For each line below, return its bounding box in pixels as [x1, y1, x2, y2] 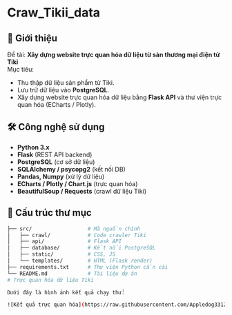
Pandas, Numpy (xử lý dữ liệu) [17, 172, 105, 181]
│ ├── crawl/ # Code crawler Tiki [7, 232, 147, 238]
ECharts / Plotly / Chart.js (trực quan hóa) [17, 179, 138, 187]
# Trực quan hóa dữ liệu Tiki [7, 276, 95, 283]
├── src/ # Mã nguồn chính [7, 225, 140, 232]
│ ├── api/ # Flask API [7, 238, 122, 245]
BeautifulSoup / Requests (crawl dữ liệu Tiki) [17, 187, 147, 195]
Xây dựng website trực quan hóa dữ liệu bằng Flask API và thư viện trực [17, 93, 222, 101]
